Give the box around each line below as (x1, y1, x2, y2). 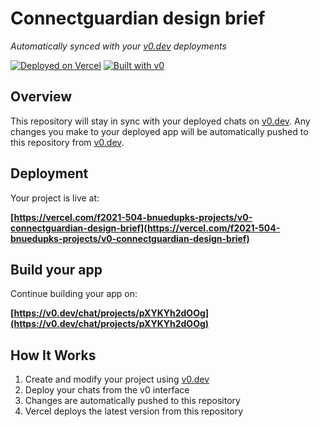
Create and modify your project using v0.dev (24, 373, 210, 386)
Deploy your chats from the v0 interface (24, 384, 190, 396)
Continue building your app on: (10, 288, 138, 300)
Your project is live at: (10, 192, 100, 204)
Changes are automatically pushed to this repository (24, 395, 241, 407)
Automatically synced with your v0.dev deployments (10, 40, 227, 52)
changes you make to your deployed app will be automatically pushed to (10, 125, 309, 137)
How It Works (10, 347, 97, 364)
